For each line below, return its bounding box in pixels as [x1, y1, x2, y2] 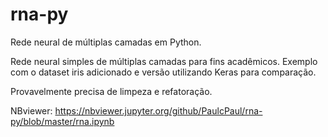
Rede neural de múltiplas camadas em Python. [10, 36, 202, 48]
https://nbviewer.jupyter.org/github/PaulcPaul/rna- [54, 104, 263, 117]
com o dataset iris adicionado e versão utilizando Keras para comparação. [10, 66, 317, 78]
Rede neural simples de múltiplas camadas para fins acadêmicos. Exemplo [10, 55, 318, 67]
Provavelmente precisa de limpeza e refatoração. [10, 85, 213, 97]
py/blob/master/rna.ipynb [10, 115, 115, 127]
